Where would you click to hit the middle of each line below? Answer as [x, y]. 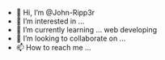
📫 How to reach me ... [53, 47]
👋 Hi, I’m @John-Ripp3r [55, 13]
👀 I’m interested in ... [50, 21]
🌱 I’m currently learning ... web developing [87, 30]
